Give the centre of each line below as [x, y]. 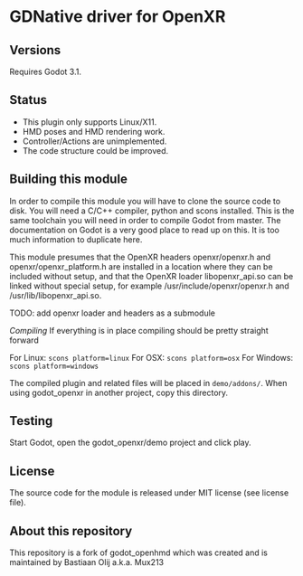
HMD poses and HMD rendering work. [94, 131]
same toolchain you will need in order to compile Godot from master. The [145, 220]
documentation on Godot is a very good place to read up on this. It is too [145, 230]
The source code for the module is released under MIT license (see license [149, 493]
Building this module [69, 179]
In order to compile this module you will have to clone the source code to [145, 201]
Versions [35, 50]
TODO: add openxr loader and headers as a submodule [112, 313]
